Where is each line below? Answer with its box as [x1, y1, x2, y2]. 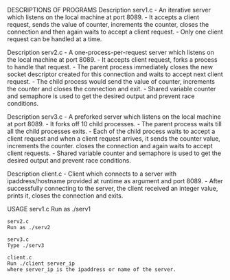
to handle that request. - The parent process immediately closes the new [7, 63, 213, 71]
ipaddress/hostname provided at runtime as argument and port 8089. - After [7, 177, 223, 185]
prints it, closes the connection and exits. [7, 191, 124, 200]
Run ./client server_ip [7, 260, 76, 267]
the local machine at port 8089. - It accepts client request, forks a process [7, 56, 218, 64]
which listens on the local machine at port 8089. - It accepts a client [7, 13, 200, 21]
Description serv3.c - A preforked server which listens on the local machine [7, 113, 221, 121]
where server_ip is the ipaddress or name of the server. [7, 266, 176, 273]
